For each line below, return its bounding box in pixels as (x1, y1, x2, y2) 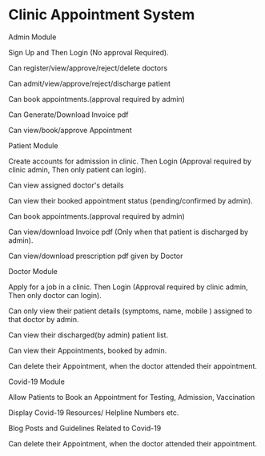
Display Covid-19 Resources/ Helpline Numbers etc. (8, 407, 179, 418)
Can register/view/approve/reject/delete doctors (8, 63, 168, 73)
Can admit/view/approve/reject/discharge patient (8, 79, 171, 88)
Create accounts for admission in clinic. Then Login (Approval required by (8, 156, 252, 166)
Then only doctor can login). (8, 290, 102, 300)
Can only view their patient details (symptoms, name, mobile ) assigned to (8, 306, 252, 316)
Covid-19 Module (8, 377, 66, 386)
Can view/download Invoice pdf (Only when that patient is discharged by (8, 227, 249, 236)
